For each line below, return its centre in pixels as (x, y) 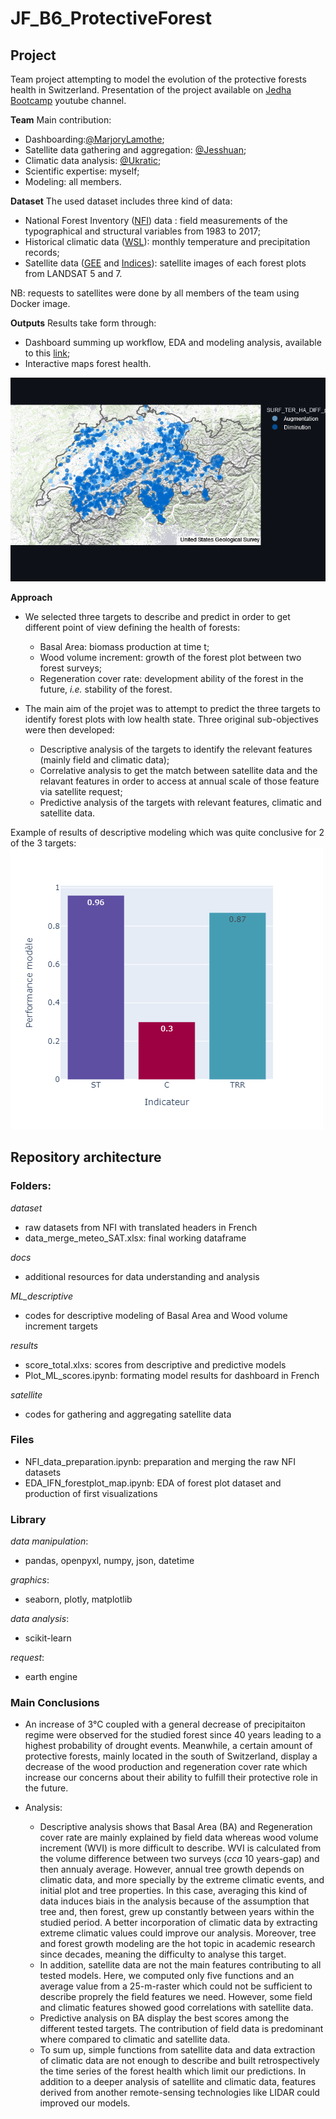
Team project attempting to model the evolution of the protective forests (158, 79)
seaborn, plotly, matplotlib (78, 1599)
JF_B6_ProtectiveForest (111, 18)
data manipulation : (49, 1541)
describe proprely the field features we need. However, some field (176, 1997)
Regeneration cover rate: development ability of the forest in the (171, 678)
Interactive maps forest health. (88, 363)
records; (42, 252)
